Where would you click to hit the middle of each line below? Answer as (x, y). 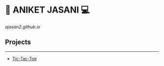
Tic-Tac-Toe (24, 58)
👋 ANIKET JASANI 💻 (48, 10)
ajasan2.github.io (23, 27)
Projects (18, 42)
